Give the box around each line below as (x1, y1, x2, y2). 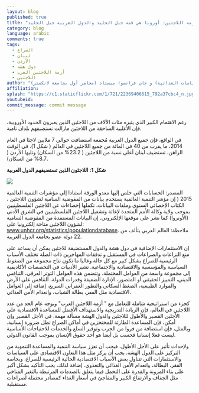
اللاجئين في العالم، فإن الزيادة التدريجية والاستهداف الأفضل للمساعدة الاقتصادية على (6, 306, 190, 313)
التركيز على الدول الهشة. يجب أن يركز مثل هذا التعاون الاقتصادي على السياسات (6, 349, 181, 356)
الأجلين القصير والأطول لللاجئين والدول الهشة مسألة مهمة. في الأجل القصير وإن (6, 312, 180, 319)
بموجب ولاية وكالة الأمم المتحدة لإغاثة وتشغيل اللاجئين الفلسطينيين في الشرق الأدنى (6, 207, 191, 215)
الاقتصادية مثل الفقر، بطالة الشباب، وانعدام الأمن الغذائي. (6, 288, 132, 295)
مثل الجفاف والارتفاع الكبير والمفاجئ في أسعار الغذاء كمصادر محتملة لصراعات (6, 373, 178, 381)
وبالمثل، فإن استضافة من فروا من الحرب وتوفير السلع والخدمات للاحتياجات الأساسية (6, 324, 191, 332)
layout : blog (6, 8, 39, 15)
